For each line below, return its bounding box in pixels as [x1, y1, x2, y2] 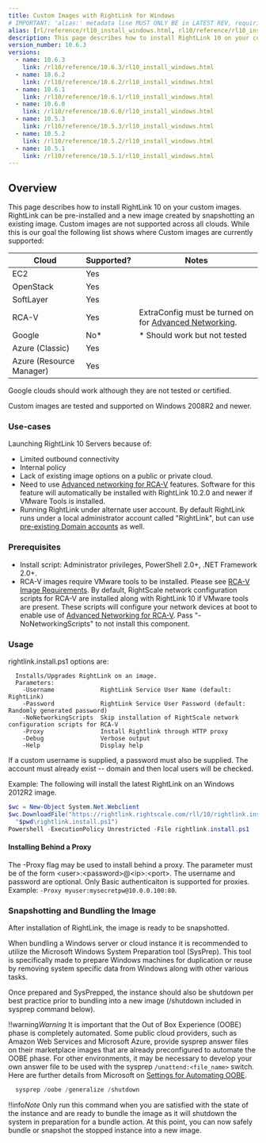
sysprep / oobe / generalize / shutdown [15, 1085, 140, 1094]
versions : [8, 48, 41, 56]
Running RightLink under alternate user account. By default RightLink [19, 505, 245, 514]
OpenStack [12, 281, 54, 292]
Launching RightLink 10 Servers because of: [8, 439, 152, 448]
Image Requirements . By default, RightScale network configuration [19, 585, 237, 595]
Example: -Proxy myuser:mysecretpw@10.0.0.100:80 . [8, 885, 177, 895]
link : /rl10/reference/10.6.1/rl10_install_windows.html [22, 93, 215, 101]
